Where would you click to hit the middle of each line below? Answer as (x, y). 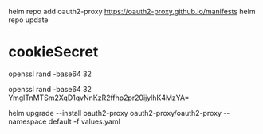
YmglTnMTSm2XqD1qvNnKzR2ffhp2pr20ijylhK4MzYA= (99, 98)
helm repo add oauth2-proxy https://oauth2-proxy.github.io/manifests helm (132, 11)
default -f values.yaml (84, 121)
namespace (27, 121)
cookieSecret (53, 52)
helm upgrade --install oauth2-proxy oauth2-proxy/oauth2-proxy (115, 113)
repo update (28, 20)
